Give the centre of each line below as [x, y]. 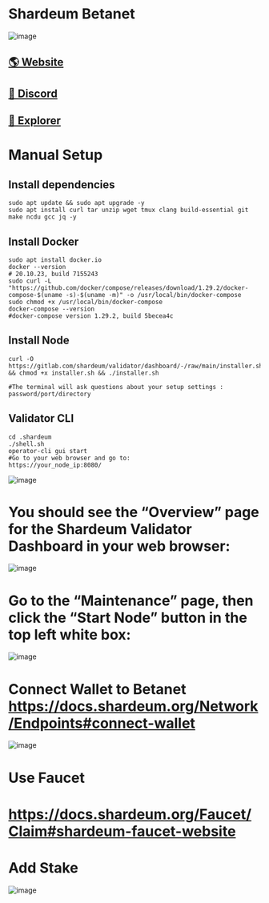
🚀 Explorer [35, 121]
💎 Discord [33, 93]
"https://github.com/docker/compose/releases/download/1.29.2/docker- [128, 288]
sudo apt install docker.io [55, 260]
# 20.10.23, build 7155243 [53, 274]
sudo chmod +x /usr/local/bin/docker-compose [85, 302]
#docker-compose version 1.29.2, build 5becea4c [91, 316]
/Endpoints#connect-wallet [102, 723]
